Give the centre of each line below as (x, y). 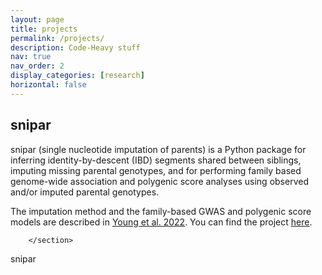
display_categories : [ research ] (77, 76)
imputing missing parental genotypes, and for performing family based (156, 170)
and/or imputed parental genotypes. (85, 192)
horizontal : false (48, 85)
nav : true (31, 57)
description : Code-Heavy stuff (75, 47)
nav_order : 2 (37, 66)
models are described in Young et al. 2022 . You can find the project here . (161, 222)
